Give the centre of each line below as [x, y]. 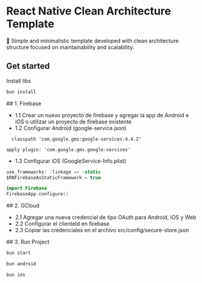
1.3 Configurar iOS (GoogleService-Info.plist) [71, 161]
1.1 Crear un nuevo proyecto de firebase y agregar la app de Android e [102, 115]
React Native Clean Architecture [89, 11]
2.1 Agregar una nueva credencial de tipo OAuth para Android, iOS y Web [106, 217]
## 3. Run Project [28, 242]
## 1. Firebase [24, 103]
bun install [21, 92]
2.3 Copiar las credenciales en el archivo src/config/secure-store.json [102, 230]
